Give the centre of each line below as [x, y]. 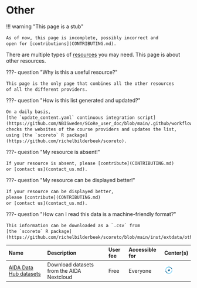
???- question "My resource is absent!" [53, 152]
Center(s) [176, 253]
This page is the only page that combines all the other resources [90, 83]
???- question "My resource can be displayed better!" [71, 180]
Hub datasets [25, 274]
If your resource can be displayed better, [60, 191]
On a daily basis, [28, 112]
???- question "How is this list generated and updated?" [73, 100]
